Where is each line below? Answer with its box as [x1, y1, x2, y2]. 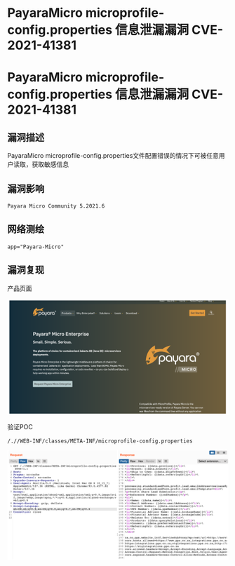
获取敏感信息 [31, 160, 69, 169]
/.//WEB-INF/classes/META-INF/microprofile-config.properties [7, 438, 193, 445]
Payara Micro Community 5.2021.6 [7, 203, 105, 210]
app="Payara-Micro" [7, 243, 65, 250]
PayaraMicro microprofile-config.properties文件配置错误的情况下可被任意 [7, 151, 220, 160]
